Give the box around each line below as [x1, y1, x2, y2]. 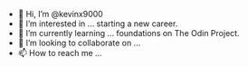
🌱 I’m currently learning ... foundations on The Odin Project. [17, 28, 240, 38]
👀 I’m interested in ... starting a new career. [17, 18, 178, 29]
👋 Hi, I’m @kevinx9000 [17, 9, 104, 19]
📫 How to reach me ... [17, 48, 102, 58]
